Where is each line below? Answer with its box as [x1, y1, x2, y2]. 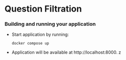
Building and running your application [4, 21, 96, 28]
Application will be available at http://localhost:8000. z [11, 49, 122, 55]
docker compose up [11, 41, 49, 46]
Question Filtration [4, 3, 82, 15]
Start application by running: [11, 31, 69, 37]
